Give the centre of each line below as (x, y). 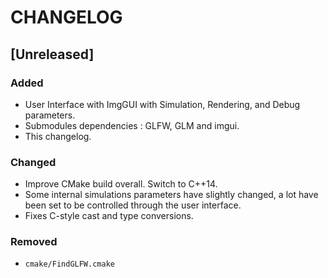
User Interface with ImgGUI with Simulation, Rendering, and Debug (162, 104)
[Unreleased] (52, 54)
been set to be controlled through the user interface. (133, 205)
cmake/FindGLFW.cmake (69, 264)
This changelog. (58, 136)
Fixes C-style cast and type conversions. (109, 216)
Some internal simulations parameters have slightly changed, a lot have (171, 195)
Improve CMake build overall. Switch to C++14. (121, 184)
